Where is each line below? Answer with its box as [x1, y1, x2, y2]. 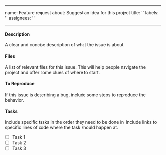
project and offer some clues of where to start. [5, 70, 100, 76]
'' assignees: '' [5, 15, 35, 21]
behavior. [5, 97, 24, 103]
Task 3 [12, 145, 26, 151]
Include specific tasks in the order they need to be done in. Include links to [5, 119, 157, 125]
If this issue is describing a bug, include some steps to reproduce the [5, 92, 146, 98]
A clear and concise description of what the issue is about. [5, 42, 125, 48]
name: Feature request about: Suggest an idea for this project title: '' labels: [5, 10, 159, 15]
